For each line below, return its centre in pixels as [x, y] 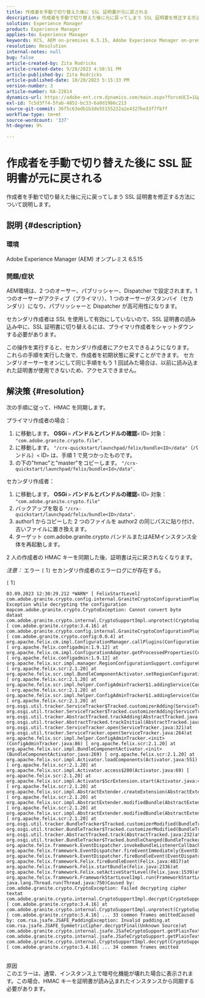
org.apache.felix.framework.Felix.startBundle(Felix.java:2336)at [92, 866]
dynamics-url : [24, 97]
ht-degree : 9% [24, 126]
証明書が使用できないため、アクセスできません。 [78, 370]
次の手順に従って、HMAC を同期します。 [57, 407]
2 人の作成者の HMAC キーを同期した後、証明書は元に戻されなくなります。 [101, 557]
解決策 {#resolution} [45, 391]
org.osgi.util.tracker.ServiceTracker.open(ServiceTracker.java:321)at [99, 728]
